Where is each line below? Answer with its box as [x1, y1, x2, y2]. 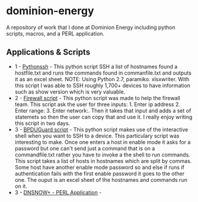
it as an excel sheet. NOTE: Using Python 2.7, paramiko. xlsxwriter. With [14, 75, 190, 82]
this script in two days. [14, 120, 71, 127]
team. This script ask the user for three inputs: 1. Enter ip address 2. [14, 101, 181, 108]
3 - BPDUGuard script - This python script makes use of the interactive [14, 126, 189, 133]
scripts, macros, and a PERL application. [6, 30, 105, 37]
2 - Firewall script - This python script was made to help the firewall [14, 94, 181, 101]
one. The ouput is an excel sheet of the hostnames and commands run [14, 176, 188, 183]
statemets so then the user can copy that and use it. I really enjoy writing [14, 113, 193, 120]
